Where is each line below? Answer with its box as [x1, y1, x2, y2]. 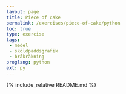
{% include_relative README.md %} [6, 81, 97, 89]
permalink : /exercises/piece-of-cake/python [6, 20, 121, 26]
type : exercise [6, 31, 45, 37]
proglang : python [6, 59, 50, 65]
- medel [8, 43, 28, 49]
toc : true [6, 25, 31, 32]
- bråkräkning [8, 54, 45, 60]
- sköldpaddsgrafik [8, 48, 59, 54]
